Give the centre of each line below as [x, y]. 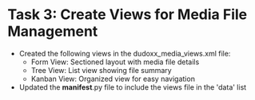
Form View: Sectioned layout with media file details [115, 62]
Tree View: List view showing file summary [102, 70]
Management [53, 31]
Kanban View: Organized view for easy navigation [113, 79]
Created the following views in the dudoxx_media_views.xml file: [125, 53]
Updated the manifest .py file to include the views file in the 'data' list [133, 87]
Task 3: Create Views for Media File [127, 15]
